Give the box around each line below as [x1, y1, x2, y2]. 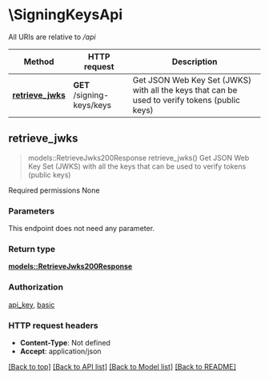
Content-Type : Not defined [19, 337, 110, 347]
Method [23, 56, 54, 67]
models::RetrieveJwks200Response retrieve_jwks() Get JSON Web [27, 153, 250, 162]
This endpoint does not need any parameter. [8, 224, 155, 233]
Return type [8, 243, 56, 254]
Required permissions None [8, 186, 100, 195]
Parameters [8, 205, 54, 217]
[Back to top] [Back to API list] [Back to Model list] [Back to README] [8, 361, 236, 371]
